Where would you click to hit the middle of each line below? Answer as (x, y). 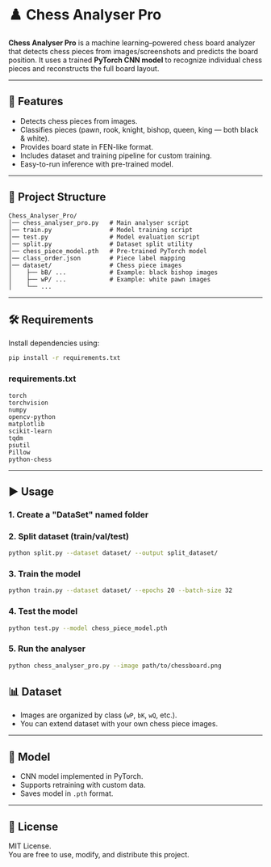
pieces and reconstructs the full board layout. (84, 68)
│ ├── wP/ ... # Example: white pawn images (110, 279)
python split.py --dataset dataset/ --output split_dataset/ (113, 553)
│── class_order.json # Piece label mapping (97, 258)
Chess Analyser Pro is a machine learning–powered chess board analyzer (132, 42)
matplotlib (27, 424)
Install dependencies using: (54, 343)
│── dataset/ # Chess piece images (95, 265)
